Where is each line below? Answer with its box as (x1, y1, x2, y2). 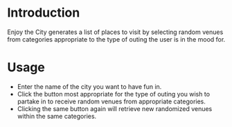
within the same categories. (17, 112, 97, 120)
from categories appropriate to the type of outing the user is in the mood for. (7, 35, 226, 43)
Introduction (7, 5, 80, 21)
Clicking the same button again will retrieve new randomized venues (17, 104, 213, 112)
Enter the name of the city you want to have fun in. (17, 82, 162, 91)
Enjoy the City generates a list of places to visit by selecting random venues (7, 28, 224, 36)
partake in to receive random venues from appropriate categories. (17, 97, 206, 105)
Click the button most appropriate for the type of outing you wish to (17, 90, 210, 98)
